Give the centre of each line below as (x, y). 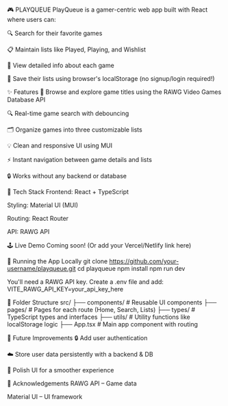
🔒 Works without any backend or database (67, 176)
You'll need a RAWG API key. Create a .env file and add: (86, 282)
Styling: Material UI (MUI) (43, 205)
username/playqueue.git (42, 268)
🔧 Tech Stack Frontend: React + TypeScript (68, 192)
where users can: (31, 20)
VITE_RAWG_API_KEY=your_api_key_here (65, 289)
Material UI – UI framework (45, 397)
